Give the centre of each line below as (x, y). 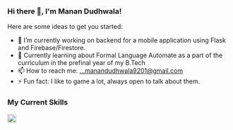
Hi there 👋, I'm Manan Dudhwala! (65, 11)
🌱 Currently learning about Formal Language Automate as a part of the (120, 55)
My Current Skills (38, 102)
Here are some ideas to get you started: (65, 27)
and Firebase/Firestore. (52, 48)
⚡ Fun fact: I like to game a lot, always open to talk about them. (109, 81)
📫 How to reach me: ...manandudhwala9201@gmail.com (100, 71)
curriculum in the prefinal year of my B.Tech (82, 63)
